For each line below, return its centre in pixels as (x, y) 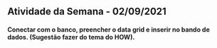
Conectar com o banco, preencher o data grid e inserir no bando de (108, 29)
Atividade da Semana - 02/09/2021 (87, 12)
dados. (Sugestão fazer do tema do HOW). (71, 37)
